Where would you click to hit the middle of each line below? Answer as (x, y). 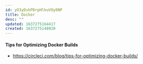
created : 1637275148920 (31, 29)
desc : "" (15, 19)
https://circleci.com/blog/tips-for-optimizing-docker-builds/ (75, 56)
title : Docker (20, 15)
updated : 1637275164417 (31, 24)
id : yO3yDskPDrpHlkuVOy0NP (34, 10)
